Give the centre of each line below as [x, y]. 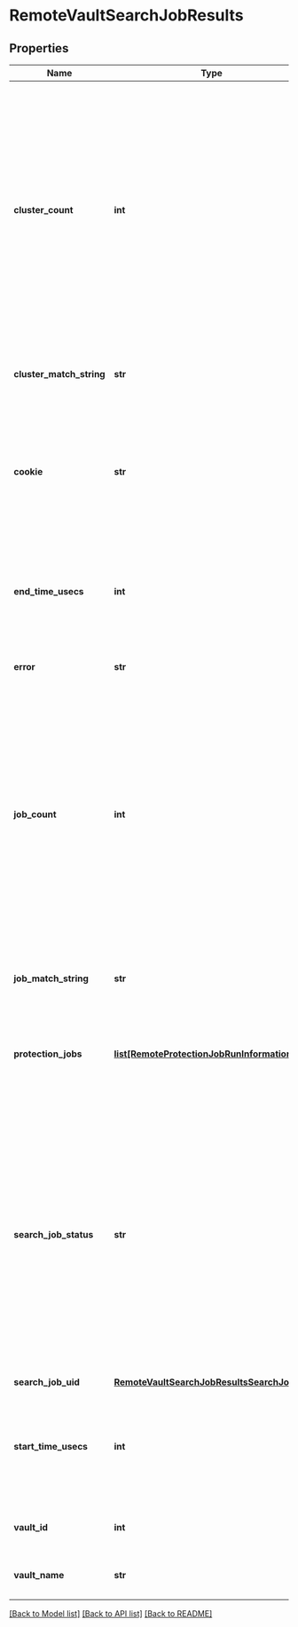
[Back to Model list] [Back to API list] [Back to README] [111, 1614]
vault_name [39, 1575]
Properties [39, 48]
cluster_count [43, 210]
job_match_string [51, 979]
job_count [35, 814]
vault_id [31, 1527]
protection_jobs [48, 1054]
